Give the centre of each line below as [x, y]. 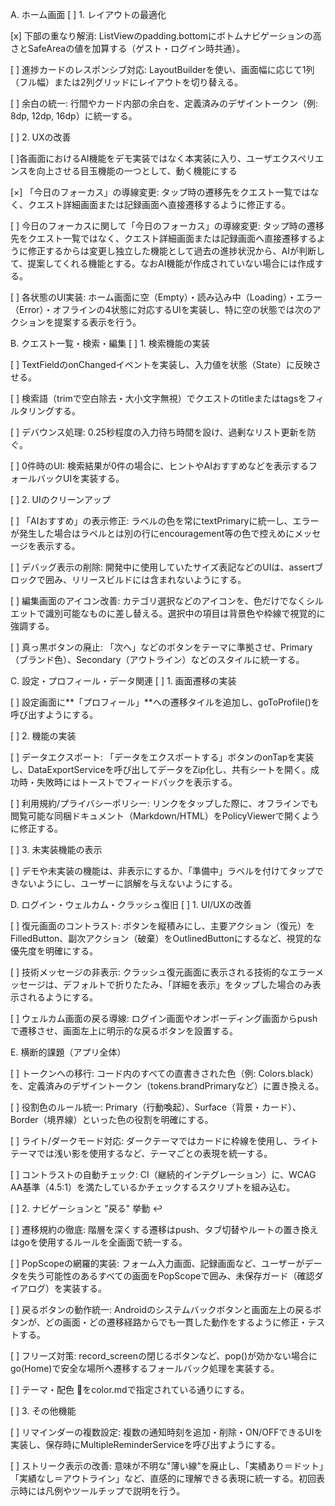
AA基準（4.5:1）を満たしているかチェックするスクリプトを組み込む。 [153, 1187]
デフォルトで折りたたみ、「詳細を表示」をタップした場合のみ [187, 984]
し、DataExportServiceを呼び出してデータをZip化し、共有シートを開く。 [160, 769]
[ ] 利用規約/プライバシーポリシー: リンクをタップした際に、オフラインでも [164, 803]
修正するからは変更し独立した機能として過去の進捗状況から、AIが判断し [176, 251]
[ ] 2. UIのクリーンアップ [61, 499]
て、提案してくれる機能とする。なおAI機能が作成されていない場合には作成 [163, 263]
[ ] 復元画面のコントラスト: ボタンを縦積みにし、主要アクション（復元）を [163, 926]
